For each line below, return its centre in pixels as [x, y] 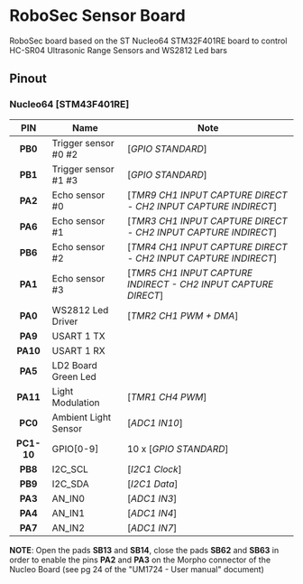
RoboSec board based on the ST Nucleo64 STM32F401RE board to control [148, 41]
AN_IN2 [69, 527]
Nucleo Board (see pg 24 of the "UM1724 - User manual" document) [137, 569]
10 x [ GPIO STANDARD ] [178, 449]
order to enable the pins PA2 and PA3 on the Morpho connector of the [140, 560]
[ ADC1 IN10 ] [155, 422]
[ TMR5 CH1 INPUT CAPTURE [190, 273]
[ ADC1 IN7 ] [152, 527]
